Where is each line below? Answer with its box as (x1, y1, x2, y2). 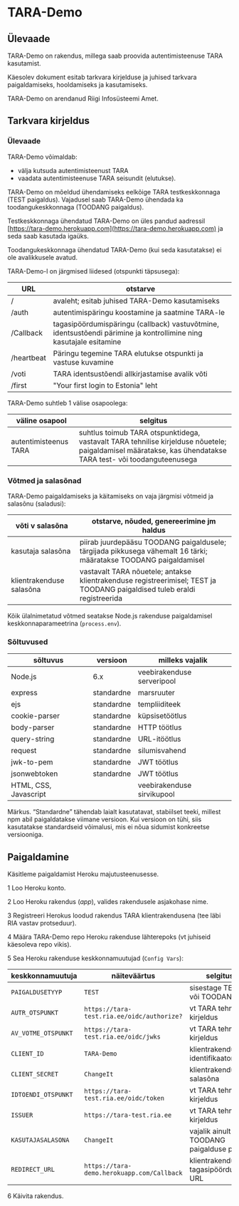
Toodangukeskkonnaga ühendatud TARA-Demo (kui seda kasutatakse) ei (7, 245, 222, 254)
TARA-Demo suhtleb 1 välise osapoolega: (7, 398, 128, 407)
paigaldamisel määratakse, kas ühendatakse (78, 445, 228, 455)
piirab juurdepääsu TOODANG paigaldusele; (79, 537, 226, 547)
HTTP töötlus (137, 722, 182, 732)
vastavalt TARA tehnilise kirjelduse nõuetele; (78, 436, 227, 446)
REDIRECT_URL (11, 1165, 55, 1174)
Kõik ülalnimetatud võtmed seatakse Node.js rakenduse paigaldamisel (7, 611, 213, 620)
